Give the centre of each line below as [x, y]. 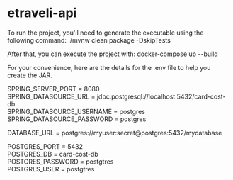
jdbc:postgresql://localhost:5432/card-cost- [161, 96]
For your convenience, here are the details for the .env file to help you [109, 67]
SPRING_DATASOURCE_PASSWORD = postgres [77, 119]
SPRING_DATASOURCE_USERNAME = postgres [76, 111]
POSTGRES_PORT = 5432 [45, 146]
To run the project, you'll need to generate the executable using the [106, 33]
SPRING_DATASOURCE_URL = [51, 96]
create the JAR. [30, 75]
